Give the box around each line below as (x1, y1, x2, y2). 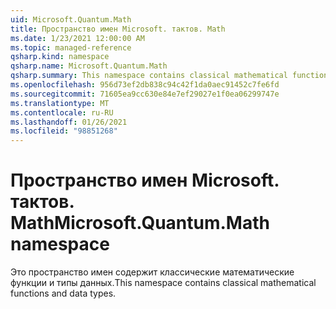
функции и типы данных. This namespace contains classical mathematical (10, 277, 317, 289)
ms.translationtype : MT (10, 98, 110, 108)
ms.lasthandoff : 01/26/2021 (10, 117, 128, 127)
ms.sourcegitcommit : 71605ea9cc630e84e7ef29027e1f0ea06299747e (10, 89, 280, 99)
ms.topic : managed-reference (10, 42, 132, 53)
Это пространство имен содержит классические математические (10, 266, 295, 278)
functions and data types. (10, 287, 117, 300)
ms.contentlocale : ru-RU (10, 107, 114, 118)
